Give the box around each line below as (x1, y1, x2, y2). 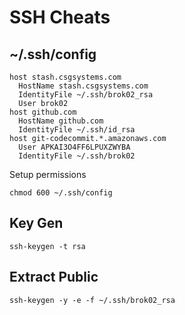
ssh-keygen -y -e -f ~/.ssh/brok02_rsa (9, 295, 176, 305)
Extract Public (9, 269, 99, 286)
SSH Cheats (9, 6, 111, 29)
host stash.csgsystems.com (9, 72, 122, 82)
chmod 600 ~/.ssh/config (9, 188, 113, 198)
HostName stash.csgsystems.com (18, 81, 149, 91)
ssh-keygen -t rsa (9, 241, 86, 251)
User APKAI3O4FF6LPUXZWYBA (18, 142, 131, 152)
